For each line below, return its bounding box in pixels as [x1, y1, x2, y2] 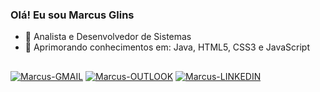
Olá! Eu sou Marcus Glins [10, 8, 135, 22]
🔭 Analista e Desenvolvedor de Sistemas [24, 31, 192, 43]
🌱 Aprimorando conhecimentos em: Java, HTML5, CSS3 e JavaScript [24, 41, 310, 53]
